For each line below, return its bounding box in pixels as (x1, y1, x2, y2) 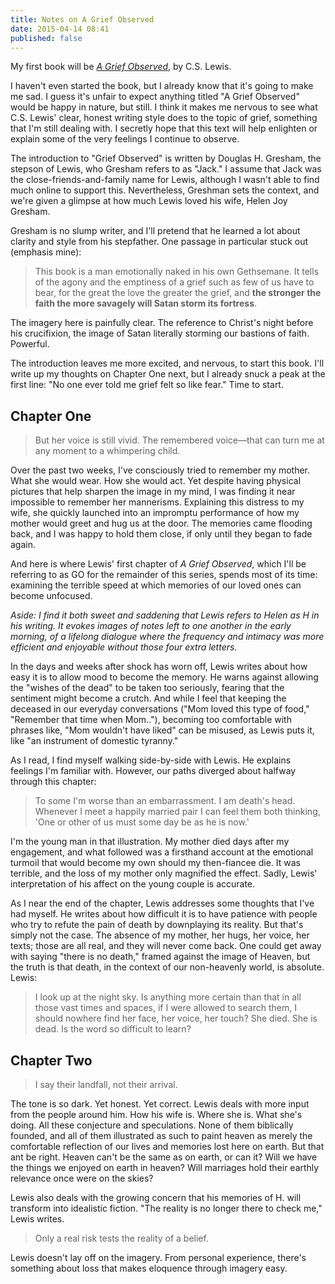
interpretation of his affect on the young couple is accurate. (10, 878, 256, 890)
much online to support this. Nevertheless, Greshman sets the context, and (10, 184, 320, 196)
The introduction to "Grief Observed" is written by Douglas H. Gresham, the (10, 152, 322, 165)
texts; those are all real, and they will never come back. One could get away (10, 940, 322, 952)
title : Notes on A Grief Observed (10, 14, 155, 25)
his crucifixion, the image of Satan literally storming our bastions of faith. (10, 327, 310, 340)
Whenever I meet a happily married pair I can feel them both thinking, (34, 806, 321, 818)
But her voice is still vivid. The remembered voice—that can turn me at (34, 434, 325, 446)
